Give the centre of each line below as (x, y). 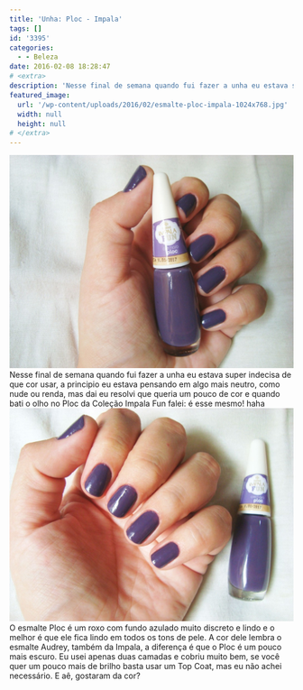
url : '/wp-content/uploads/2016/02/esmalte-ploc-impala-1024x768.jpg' (153, 105)
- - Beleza (38, 57)
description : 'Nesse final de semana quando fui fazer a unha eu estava (149, 86)
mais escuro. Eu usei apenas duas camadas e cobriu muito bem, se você (145, 657)
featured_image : (40, 95)
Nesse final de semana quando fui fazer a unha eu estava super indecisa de (151, 375)
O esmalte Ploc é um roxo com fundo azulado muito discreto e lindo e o (142, 628)
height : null (42, 124)
